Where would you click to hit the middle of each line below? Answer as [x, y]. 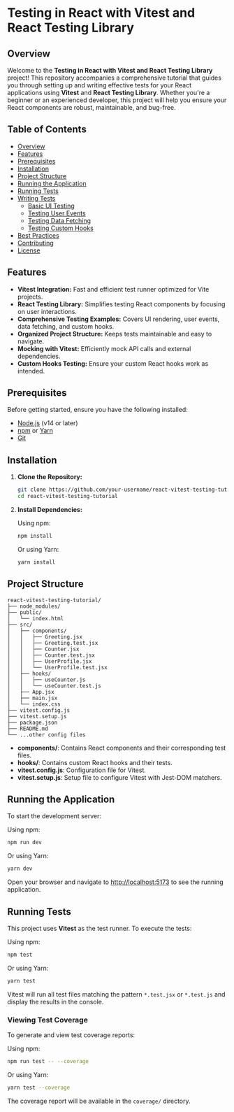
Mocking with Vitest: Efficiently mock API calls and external [104, 348]
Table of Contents [47, 130]
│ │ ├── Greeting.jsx [45, 637]
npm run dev [24, 843]
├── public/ [24, 612]
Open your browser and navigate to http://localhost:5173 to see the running [115, 882]
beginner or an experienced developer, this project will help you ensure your [117, 100]
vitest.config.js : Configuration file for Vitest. [82, 770]
